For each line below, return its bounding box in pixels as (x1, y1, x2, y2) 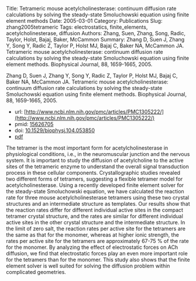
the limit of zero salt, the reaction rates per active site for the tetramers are (6, 225, 186, 232)
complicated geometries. (6, 269, 66, 275)
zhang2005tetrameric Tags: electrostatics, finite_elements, (6, 23, 148, 30)
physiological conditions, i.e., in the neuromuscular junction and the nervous (6, 151, 190, 157)
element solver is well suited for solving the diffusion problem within (6, 262, 170, 269)
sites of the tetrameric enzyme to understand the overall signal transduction (6, 163, 189, 170)
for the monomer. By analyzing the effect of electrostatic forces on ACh (6, 244, 178, 251)
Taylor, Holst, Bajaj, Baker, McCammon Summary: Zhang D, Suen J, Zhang (6, 36, 185, 43)
